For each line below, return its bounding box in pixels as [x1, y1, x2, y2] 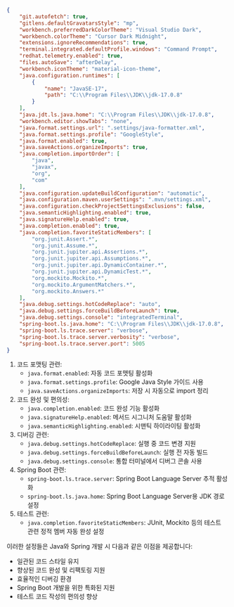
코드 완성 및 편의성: [16, 395, 70, 404]
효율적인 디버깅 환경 [16, 575, 72, 583]
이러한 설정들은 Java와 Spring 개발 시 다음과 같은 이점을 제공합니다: [6, 542, 193, 551]
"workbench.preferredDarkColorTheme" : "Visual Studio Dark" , [19, 26, 202, 33]
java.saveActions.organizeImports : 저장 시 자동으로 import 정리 [27, 387, 209, 395]
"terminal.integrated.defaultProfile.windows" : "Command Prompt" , [19, 46, 218, 53]
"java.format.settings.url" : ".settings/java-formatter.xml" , [19, 124, 205, 132]
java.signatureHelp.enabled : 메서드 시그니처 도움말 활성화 [27, 413, 192, 421]
